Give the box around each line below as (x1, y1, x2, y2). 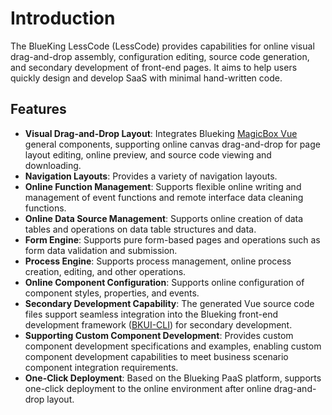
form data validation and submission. (24, 244, 178, 256)
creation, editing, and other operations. (24, 265, 187, 277)
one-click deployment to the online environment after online (24, 382, 272, 394)
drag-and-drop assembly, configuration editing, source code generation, (10, 50, 310, 62)
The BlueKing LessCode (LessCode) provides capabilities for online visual (10, 40, 315, 52)
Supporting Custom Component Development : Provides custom (24, 329, 294, 341)
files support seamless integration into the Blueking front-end (24, 308, 278, 320)
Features (10, 101, 67, 118)
